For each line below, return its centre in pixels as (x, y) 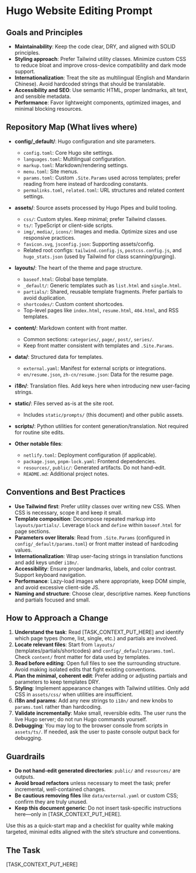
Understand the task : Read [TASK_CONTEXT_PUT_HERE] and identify (99, 632)
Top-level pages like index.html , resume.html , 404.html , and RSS (101, 310)
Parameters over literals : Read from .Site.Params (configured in (92, 537)
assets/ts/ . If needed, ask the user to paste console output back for (97, 732)
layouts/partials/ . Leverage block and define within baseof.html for (98, 525)
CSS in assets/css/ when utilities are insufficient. (74, 694)
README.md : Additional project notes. (66, 474)
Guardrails (25, 757)
